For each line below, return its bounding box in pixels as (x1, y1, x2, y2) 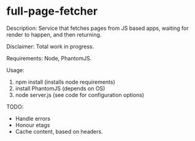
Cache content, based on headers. (15, 128, 103, 135)
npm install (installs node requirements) (15, 78, 115, 85)
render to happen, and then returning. (6, 31, 102, 38)
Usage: (6, 66, 25, 74)
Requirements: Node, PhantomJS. (6, 54, 92, 62)
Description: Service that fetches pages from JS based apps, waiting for (6, 24, 189, 32)
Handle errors (15, 115, 51, 122)
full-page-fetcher (6, 4, 98, 18)
